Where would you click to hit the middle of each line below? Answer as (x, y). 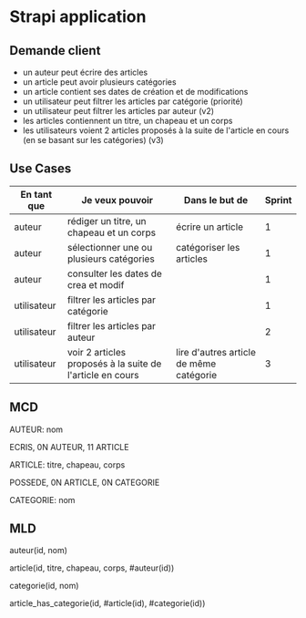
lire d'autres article (216, 352)
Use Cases (41, 169)
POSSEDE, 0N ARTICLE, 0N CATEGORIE (85, 482)
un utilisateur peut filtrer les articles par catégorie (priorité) (133, 101)
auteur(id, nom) (39, 551)
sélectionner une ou (110, 247)
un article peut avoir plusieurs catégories (99, 82)
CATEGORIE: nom (42, 500)
